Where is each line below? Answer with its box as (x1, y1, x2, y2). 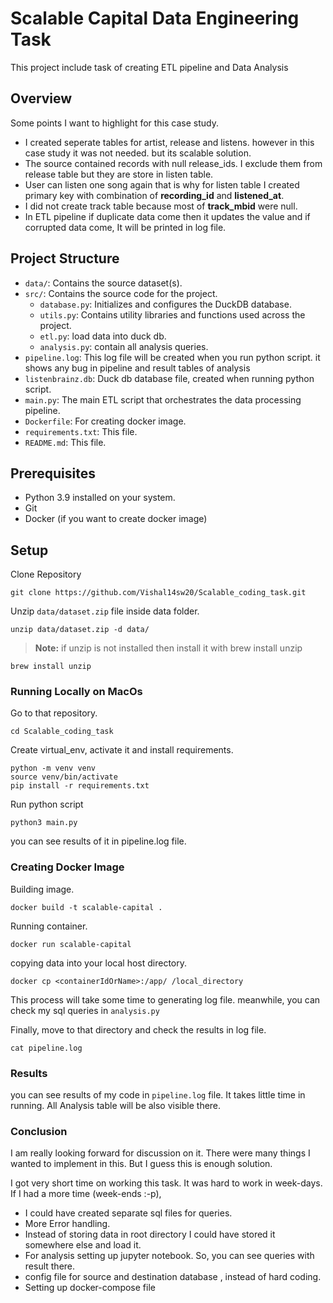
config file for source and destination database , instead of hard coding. (24, 1271, 322, 1283)
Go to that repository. (10, 707, 98, 719)
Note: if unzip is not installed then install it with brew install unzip (34, 642, 303, 654)
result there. (24, 1260, 76, 1272)
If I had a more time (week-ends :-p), (10, 1188, 162, 1200)
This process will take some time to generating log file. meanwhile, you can (10, 993, 321, 1006)
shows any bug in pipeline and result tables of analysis (24, 362, 251, 374)
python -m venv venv (10, 763, 97, 774)
